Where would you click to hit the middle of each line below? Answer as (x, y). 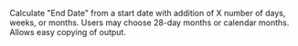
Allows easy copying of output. (68, 32)
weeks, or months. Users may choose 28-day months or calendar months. (149, 23)
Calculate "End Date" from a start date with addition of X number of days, (148, 13)
